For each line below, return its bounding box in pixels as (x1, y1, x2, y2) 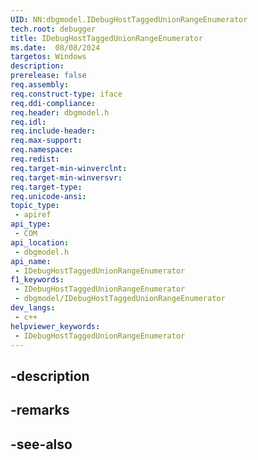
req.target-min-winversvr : (10, 172, 123, 183)
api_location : (10, 237, 70, 248)
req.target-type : (10, 182, 83, 192)
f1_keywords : (10, 275, 65, 285)
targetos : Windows (10, 52, 87, 62)
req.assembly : (10, 80, 70, 90)
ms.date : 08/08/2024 (10, 42, 101, 53)
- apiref (14, 210, 52, 220)
